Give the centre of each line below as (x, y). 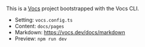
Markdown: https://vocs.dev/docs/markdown (70, 32)
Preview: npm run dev (41, 38)
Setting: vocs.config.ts (44, 20)
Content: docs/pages (39, 26)
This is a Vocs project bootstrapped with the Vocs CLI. (73, 9)
